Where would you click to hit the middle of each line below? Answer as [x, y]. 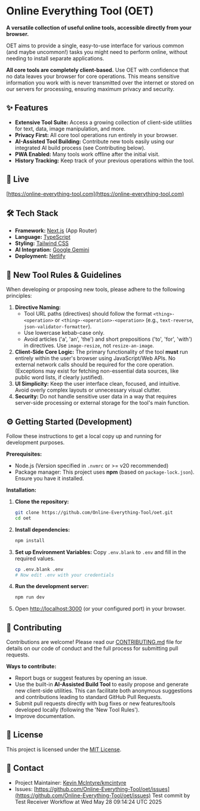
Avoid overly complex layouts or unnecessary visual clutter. [88, 390]
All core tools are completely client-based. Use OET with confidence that [98, 69]
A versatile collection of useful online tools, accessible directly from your [99, 28]
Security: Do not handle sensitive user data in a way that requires [96, 397]
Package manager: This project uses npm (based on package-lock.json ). [104, 472]
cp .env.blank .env [39, 569]
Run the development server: [52, 586]
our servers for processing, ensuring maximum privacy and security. [90, 89]
